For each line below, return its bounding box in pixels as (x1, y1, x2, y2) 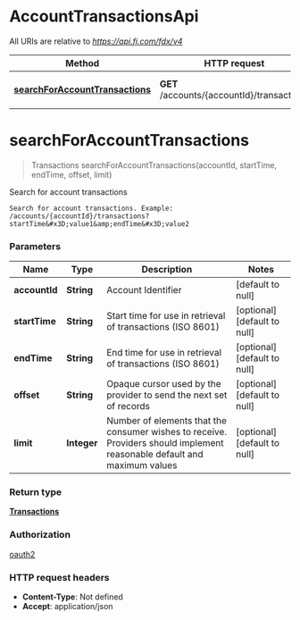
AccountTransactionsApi (9, 6, 199, 27)
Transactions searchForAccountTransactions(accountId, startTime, (30, 159, 278, 171)
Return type (9, 486, 62, 499)
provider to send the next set (106, 389, 228, 401)
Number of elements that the (106, 415, 228, 427)
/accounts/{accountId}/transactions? (9, 212, 150, 221)
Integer (66, 437, 98, 449)
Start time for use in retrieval (106, 310, 226, 323)
